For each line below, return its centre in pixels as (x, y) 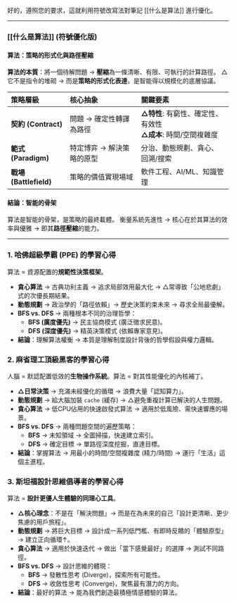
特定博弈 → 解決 (96, 148)
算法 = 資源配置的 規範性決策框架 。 (57, 272)
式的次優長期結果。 (45, 295)
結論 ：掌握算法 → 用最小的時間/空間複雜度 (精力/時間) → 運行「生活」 (118, 452)
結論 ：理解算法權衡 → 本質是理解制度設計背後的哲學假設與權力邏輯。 (118, 340)
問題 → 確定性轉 (96, 119)
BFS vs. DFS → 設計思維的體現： (65, 566)
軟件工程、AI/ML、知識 (179, 172)
